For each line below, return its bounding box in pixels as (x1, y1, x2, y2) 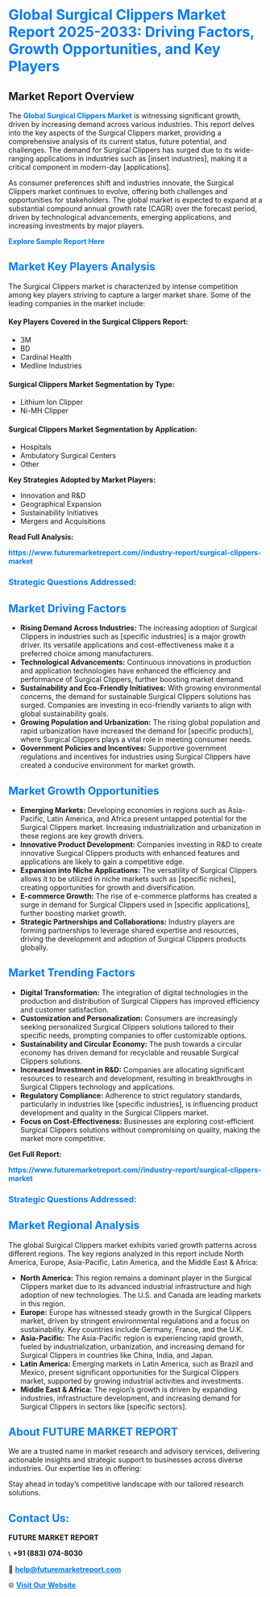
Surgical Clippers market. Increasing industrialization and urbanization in (19, 822, 262, 832)
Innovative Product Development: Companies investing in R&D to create (19, 839, 263, 849)
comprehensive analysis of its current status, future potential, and (8, 137, 227, 146)
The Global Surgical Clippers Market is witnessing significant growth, (8, 111, 242, 120)
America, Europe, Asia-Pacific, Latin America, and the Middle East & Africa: (8, 1257, 259, 1266)
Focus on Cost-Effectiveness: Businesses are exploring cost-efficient (19, 1116, 254, 1126)
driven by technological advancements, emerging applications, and (8, 213, 232, 221)
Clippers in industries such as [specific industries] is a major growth (19, 632, 246, 642)
